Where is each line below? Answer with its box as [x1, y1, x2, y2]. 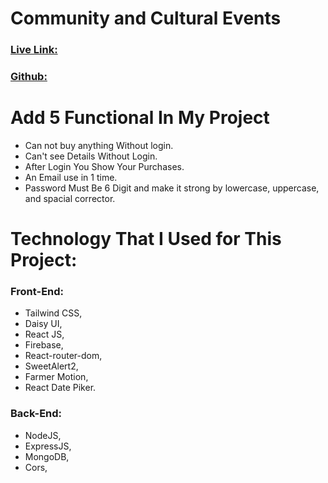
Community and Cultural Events [10, 7, 282, 30]
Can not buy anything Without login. [24, 139, 174, 151]
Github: [10, 70, 48, 84]
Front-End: [10, 285, 65, 299]
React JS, [24, 328, 65, 341]
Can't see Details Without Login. [24, 150, 158, 162]
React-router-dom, [24, 350, 103, 362]
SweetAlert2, [24, 360, 79, 372]
